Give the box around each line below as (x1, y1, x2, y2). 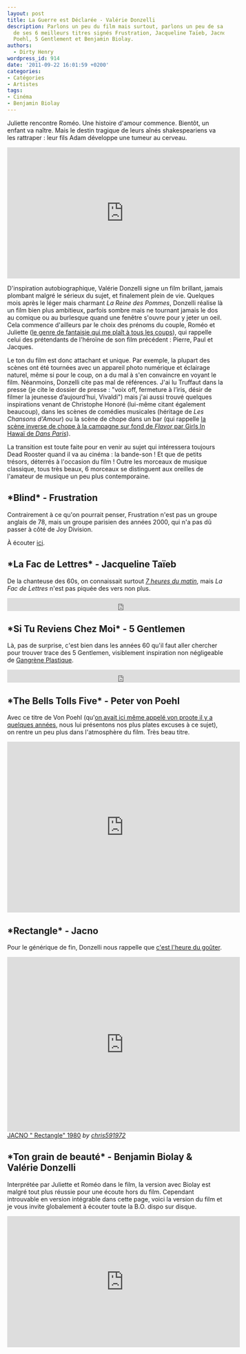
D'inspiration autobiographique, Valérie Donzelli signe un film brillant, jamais (7, 284, 223, 292)
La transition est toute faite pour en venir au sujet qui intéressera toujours (7, 442, 216, 451)
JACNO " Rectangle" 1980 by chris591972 (7, 1131, 126, 1139)
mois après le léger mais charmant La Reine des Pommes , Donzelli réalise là (7, 298, 223, 307)
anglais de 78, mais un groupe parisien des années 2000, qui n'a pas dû (7, 518, 212, 526)
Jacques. (7, 342, 34, 351)
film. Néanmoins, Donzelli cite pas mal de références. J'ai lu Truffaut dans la (7, 377, 223, 386)
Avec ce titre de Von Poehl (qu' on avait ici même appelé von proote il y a (7, 714, 213, 722)
